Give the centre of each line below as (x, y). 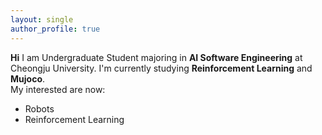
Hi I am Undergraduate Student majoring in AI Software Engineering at (156, 57)
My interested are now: (58, 89)
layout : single (42, 19)
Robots (39, 108)
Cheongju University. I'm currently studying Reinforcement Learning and (161, 68)
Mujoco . (28, 78)
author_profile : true (55, 29)
